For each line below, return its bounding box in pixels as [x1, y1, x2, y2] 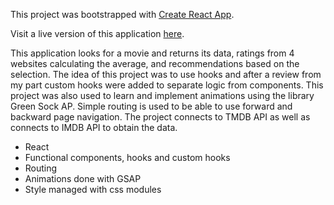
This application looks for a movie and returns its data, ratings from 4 [10, 47, 295, 59]
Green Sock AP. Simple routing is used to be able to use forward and [10, 100, 293, 112]
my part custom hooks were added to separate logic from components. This [10, 79, 324, 91]
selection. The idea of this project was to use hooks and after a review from [10, 69, 322, 80]
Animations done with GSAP [24, 173, 142, 184]
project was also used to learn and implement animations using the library [10, 90, 315, 101]
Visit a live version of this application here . [10, 28, 185, 39]
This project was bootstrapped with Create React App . [10, 9, 235, 20]
